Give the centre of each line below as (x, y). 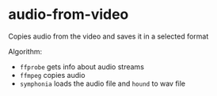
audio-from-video (69, 15)
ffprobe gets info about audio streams (82, 66)
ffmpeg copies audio (52, 75)
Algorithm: (25, 51)
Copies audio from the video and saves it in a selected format (108, 36)
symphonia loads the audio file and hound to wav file (103, 83)
